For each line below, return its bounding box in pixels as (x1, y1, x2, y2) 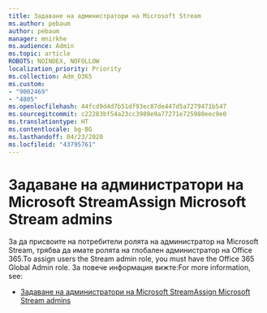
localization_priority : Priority (8, 65, 122, 73)
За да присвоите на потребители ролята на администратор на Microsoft (8, 237, 259, 246)
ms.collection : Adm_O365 (8, 72, 93, 80)
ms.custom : (8, 80, 45, 88)
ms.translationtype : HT (8, 118, 89, 126)
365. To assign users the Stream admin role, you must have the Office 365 (8, 254, 255, 264)
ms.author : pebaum (8, 20, 71, 28)
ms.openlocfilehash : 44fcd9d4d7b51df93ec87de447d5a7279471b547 (8, 102, 227, 111)
